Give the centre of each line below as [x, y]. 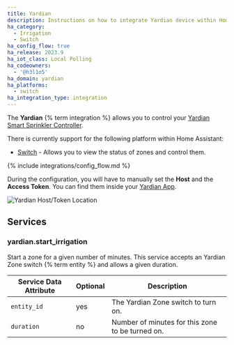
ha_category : [26, 26]
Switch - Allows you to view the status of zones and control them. [111, 152]
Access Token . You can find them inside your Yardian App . [92, 186]
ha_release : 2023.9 [36, 53]
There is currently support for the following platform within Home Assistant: [116, 139]
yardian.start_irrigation [47, 242]
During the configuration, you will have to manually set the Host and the [110, 179]
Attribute [40, 290]
